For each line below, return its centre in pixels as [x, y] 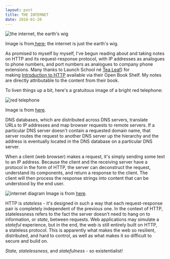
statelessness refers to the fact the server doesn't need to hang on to [78, 214]
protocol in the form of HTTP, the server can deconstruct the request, [78, 168]
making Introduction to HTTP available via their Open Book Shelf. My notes [83, 75]
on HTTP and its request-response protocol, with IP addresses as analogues [85, 59]
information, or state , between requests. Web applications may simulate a [82, 219]
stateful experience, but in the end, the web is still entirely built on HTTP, [81, 225]
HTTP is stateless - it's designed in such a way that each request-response [84, 203]
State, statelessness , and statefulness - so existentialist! [64, 251]
